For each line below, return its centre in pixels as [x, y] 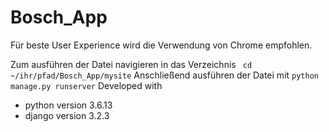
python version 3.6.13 [68, 105]
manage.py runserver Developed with [86, 85]
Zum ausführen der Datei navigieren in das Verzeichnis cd [131, 64]
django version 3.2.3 [67, 115]
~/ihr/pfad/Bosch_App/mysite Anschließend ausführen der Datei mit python [164, 75]
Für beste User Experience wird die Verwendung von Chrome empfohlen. [161, 45]
